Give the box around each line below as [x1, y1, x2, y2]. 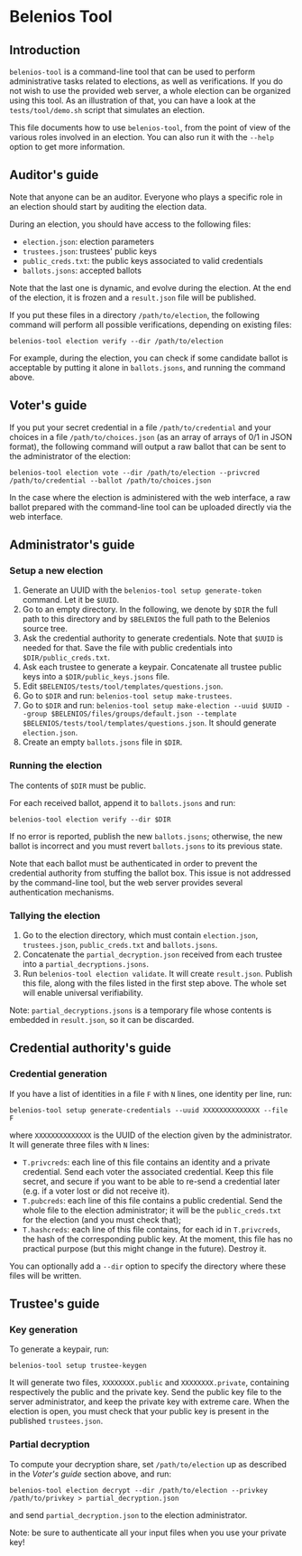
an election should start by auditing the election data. [9, 201, 207, 211]
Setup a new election [9, 564, 104, 576]
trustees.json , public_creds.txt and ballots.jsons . [22, 939, 218, 950]
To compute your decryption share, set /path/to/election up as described [9, 1458, 287, 1469]
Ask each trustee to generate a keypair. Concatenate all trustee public [22, 661, 282, 672]
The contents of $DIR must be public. [9, 780, 147, 791]
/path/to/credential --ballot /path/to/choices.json [9, 476, 212, 485]
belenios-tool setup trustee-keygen [9, 1362, 147, 1371]
